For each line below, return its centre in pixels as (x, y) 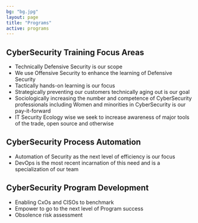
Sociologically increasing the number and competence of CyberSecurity (103, 98)
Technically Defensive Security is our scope (69, 67)
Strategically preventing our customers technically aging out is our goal (102, 92)
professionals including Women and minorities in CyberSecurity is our (100, 105)
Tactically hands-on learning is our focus (65, 86)
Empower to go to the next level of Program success (79, 208)
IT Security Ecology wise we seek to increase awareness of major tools (102, 117)
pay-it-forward (33, 111)
